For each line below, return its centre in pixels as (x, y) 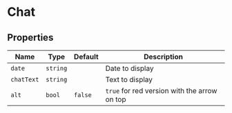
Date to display (129, 68)
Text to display (129, 80)
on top (116, 99)
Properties (30, 38)
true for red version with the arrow (161, 91)
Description (163, 57)
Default (86, 57)
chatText (25, 80)
